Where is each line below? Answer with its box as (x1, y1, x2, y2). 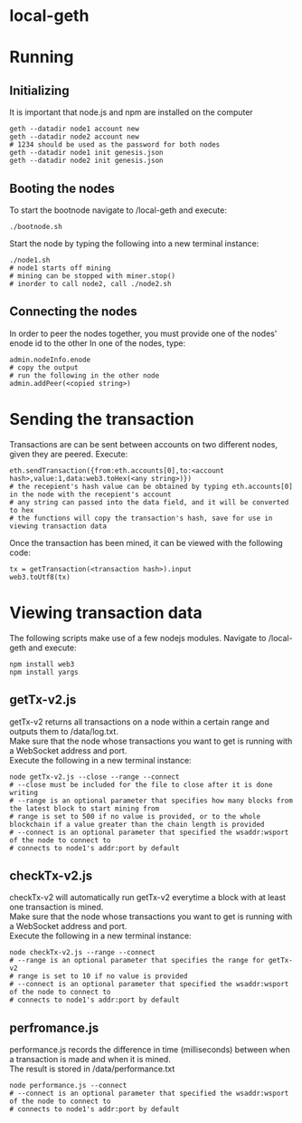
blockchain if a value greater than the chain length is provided (9, 820, 265, 829)
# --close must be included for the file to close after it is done (9, 780, 273, 789)
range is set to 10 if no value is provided (17, 972, 188, 981)
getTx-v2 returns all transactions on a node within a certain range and (9, 716, 269, 727)
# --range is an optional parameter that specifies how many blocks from (9, 796, 294, 805)
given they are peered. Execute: (9, 448, 128, 459)
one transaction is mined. (9, 902, 104, 913)
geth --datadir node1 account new (9, 124, 140, 134)
